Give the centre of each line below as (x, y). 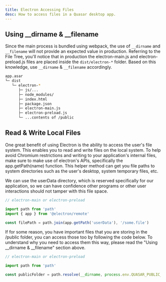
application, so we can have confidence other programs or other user (76, 186)
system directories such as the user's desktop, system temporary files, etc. (82, 171)
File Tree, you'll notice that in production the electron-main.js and (72, 57)
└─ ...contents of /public (46, 118)
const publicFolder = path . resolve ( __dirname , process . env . (68, 275)
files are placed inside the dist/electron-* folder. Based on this (91, 62)
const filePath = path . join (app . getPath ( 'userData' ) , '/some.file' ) (77, 223)
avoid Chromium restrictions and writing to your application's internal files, (81, 155)
